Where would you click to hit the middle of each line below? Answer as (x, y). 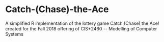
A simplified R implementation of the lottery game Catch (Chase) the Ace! (82, 23)
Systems (15, 34)
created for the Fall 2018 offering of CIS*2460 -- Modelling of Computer (81, 28)
